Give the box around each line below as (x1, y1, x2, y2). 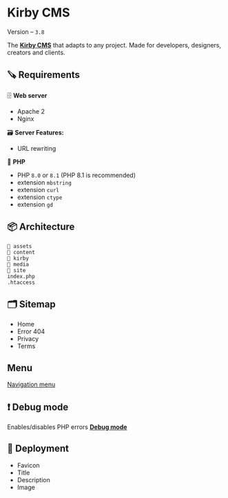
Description (17, 475, 50, 484)
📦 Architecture (7, 221, 75, 233)
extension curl (17, 185, 60, 194)
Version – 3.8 (7, 28, 45, 36)
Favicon (17, 461, 40, 469)
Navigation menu (7, 380, 56, 388)
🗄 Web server (7, 91, 48, 99)
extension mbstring (17, 178, 72, 187)
